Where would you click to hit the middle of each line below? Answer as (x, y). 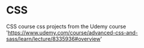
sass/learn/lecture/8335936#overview (54, 39)
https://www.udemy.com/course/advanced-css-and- (73, 32)
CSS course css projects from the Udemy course (66, 26)
